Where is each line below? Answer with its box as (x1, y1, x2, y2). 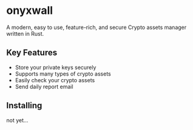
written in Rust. (6, 30, 44, 37)
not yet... (6, 116, 29, 124)
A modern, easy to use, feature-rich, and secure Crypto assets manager (6, 24, 187, 31)
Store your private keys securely (15, 63, 96, 71)
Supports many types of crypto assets (15, 70, 111, 77)
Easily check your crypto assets (15, 76, 95, 83)
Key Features (6, 48, 58, 58)
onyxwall (6, 4, 53, 18)
